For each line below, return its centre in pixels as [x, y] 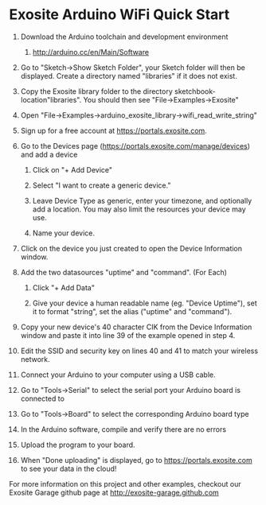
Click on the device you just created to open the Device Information [131, 248]
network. [35, 359]
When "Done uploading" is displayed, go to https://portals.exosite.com [137, 460]
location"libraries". [51, 99]
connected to [42, 398]
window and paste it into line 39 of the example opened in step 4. [128, 335]
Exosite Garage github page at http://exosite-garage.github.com [114, 492]
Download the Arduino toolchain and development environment [124, 37]
